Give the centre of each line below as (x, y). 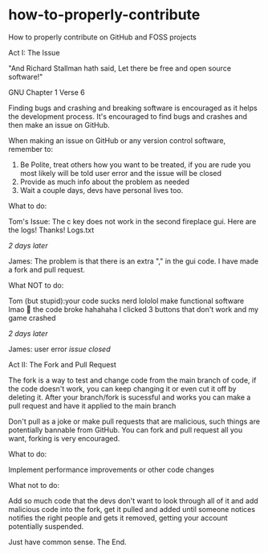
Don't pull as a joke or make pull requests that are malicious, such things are (134, 421)
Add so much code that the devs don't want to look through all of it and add (133, 501)
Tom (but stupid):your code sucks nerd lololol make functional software (126, 301)
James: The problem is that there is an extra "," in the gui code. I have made (134, 261)
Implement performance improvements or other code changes (112, 469)
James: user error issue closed (59, 349)
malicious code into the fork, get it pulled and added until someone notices (132, 509)
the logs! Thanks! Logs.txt (51, 230)
